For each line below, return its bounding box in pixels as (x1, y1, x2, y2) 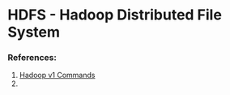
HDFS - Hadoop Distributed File (7, 6, 222, 24)
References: (7, 52, 57, 63)
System (7, 23, 61, 41)
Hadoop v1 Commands (19, 71, 96, 80)
